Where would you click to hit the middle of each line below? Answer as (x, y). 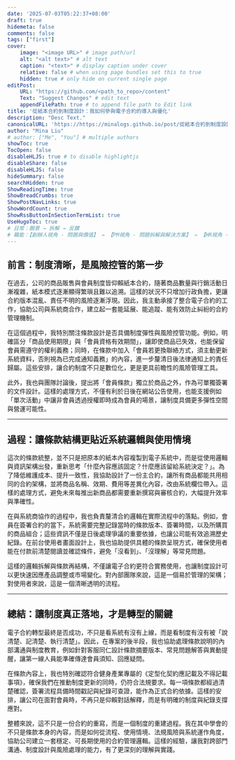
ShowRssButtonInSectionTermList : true (64, 215)
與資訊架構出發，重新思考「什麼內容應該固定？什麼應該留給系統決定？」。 (113, 466)
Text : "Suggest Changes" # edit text (75, 99)
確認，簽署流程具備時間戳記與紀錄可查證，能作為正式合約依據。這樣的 (114, 691)
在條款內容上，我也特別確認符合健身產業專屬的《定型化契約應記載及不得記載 (117, 673)
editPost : (22, 85)
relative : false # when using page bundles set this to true (111, 72)
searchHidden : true (36, 182)
